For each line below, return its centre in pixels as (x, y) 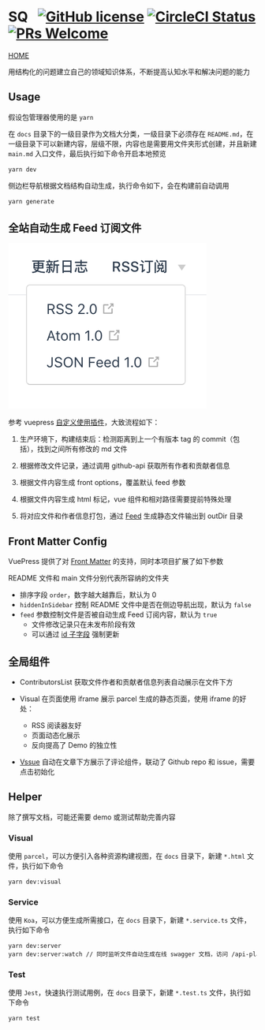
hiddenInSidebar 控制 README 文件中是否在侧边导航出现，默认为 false (135, 605)
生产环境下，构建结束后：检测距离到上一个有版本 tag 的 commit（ (126, 439)
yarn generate (32, 201)
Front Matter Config (58, 541)
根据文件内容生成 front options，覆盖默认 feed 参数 (103, 483)
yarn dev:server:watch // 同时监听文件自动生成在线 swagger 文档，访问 (118, 954)
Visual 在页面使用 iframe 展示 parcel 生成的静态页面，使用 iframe (125, 699)
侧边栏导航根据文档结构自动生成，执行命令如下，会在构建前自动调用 (119, 185)
